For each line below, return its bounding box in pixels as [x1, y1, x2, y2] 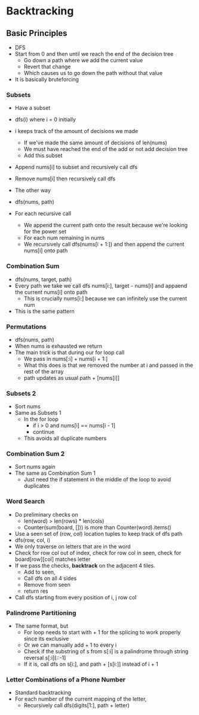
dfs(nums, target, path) [14, 276, 72, 283]
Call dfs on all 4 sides [23, 574, 77, 582]
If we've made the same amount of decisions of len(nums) [23, 139, 167, 146]
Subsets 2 [6, 389, 36, 397]
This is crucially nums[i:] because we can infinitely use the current [23, 295, 187, 302]
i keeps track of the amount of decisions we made [14, 128, 139, 135]
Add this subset [23, 152, 63, 159]
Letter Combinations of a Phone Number [6, 675, 125, 684]
